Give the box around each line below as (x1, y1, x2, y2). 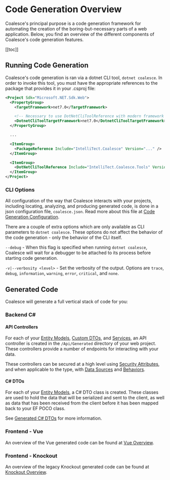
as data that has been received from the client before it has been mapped (5, 400, 158, 406)
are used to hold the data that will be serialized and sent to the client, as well (5, 395, 165, 401)
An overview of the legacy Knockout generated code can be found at (5, 464, 149, 470)
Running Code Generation (5, 61, 89, 70)
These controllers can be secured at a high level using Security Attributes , (5, 361, 160, 367)
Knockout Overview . (5, 469, 48, 475)
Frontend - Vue (5, 428, 44, 435)
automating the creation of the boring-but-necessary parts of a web (5, 25, 147, 31)
